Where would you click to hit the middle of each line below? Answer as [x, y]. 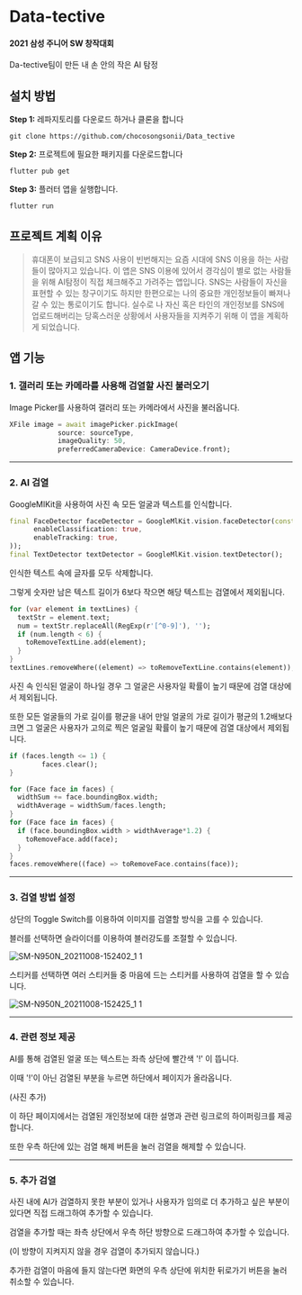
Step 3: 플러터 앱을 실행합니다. [64, 189]
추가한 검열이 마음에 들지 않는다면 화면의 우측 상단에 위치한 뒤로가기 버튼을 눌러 [148, 1271]
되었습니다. [61, 327]
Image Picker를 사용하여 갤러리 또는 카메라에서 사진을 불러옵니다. [124, 407]
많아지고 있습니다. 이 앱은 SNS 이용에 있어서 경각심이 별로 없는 [158, 271]
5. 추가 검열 [33, 1180]
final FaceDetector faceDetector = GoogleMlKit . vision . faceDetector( [142, 521]
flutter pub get [40, 172]
